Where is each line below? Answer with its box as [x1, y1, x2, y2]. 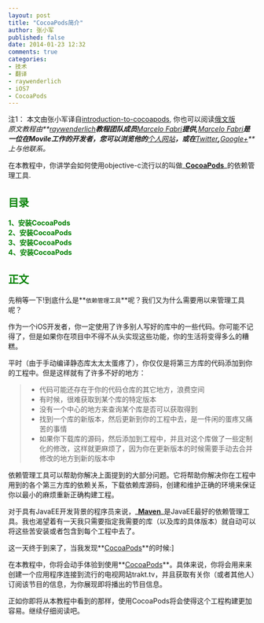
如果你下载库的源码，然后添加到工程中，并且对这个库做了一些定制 [38, 433, 253, 443]
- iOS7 [8, 84, 30, 93]
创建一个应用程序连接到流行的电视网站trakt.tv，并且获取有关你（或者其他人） [8, 570, 255, 579]
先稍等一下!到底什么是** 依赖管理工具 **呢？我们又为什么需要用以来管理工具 [8, 295, 245, 304]
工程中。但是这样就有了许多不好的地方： [14, 367, 146, 378]
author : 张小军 [8, 26, 54, 34]
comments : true [8, 48, 58, 56]
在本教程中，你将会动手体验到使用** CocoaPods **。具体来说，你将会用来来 [8, 559, 253, 569]
